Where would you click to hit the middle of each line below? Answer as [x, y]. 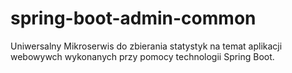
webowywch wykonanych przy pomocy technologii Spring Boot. [142, 56]
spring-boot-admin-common [133, 18]
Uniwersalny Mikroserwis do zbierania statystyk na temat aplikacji [146, 46]
